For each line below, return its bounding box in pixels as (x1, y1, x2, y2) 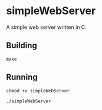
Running (6, 72, 38, 82)
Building (6, 41, 37, 51)
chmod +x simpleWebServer (6, 88, 70, 94)
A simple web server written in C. (6, 24, 87, 31)
